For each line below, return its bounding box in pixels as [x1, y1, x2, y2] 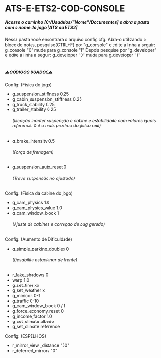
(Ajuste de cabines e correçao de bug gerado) [12, 221, 105, 227]
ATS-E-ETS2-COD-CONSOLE [5, 3, 125, 14]
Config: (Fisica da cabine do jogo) [5, 190, 73, 196]
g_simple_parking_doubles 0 [12, 246, 69, 251]
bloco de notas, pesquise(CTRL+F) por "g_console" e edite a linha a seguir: [5, 42, 155, 48]
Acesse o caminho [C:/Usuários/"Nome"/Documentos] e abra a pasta [5, 19, 150, 25]
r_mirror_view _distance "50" [12, 342, 70, 348]
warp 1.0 [12, 277, 30, 283]
